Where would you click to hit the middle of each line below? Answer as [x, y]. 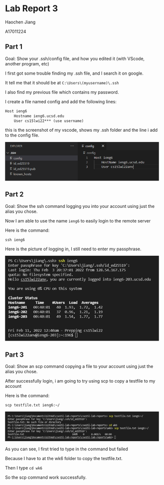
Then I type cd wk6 [24, 468]
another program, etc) [27, 63]
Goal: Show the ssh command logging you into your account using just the [80, 206]
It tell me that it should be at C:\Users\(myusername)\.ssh [62, 82]
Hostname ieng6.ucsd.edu [39, 116]
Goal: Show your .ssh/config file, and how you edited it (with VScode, [75, 59]
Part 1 [14, 47]
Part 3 [14, 354]
